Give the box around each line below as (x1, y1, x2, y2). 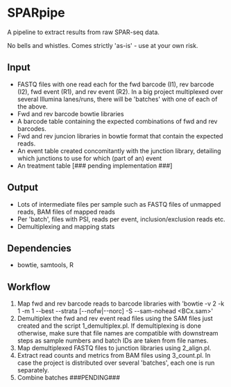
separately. (17, 366, 50, 374)
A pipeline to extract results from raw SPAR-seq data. (7, 28, 160, 36)
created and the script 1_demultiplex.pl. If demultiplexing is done (17, 322, 201, 330)
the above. (17, 102, 49, 111)
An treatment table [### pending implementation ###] (17, 161, 173, 170)
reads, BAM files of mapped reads (17, 207, 116, 216)
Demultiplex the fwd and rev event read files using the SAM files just (17, 315, 213, 323)
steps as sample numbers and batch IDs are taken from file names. (17, 336, 209, 345)
